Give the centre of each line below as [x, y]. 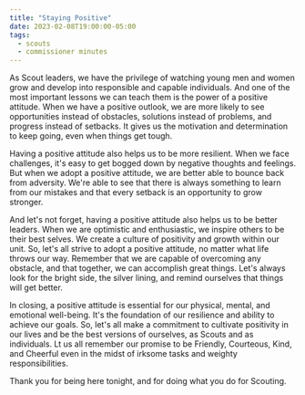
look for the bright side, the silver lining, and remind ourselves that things [147, 278]
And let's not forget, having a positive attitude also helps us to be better [143, 220]
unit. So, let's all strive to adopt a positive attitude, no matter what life [139, 249]
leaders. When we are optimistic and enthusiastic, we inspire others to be [147, 230]
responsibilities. [39, 364]
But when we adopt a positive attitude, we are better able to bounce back [147, 173]
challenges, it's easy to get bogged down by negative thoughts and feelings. [153, 163]
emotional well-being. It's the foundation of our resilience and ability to [142, 315]
